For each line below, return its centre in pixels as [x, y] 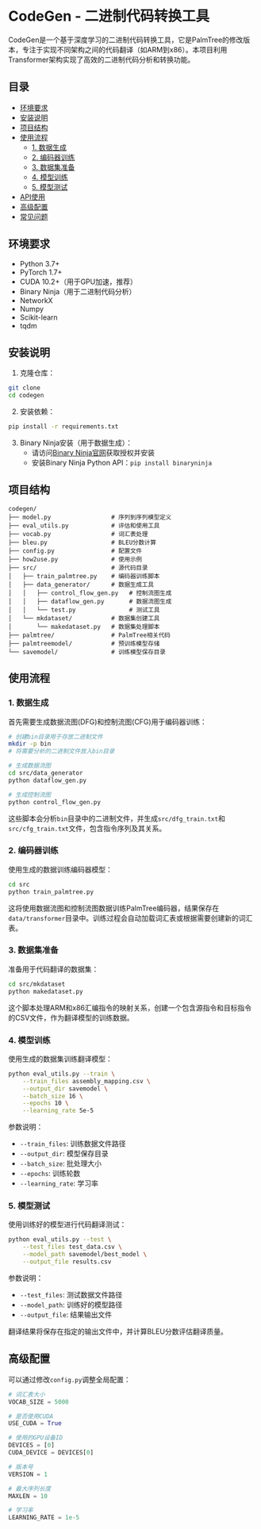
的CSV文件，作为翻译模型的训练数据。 [71, 1017]
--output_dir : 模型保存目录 [64, 1154]
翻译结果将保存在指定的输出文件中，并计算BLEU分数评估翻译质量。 [118, 1331]
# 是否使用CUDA [31, 1416]
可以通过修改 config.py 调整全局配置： [69, 1379]
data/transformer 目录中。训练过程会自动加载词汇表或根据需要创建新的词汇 [130, 918]
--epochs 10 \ [46, 1103]
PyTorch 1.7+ [41, 272]
